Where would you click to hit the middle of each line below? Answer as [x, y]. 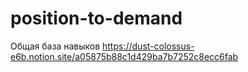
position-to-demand [96, 18]
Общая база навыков [55, 46]
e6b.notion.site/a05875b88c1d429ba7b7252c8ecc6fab [124, 56]
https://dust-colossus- [148, 46]
